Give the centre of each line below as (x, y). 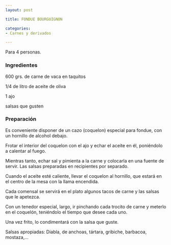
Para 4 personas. (23, 52)
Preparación (21, 119)
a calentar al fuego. (26, 151)
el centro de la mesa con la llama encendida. (52, 181)
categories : (18, 29)
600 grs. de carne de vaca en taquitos (45, 76)
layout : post (19, 10)
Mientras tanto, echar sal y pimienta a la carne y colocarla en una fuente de (85, 160)
